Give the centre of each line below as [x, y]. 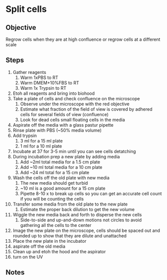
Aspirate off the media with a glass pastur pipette [63, 125]
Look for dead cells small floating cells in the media [73, 120]
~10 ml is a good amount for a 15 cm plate [63, 188]
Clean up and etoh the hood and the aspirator [59, 251]
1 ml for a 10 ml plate [41, 146]
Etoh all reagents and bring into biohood [54, 93]
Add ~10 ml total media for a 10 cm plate [61, 167]
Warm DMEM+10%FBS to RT [50, 82]
